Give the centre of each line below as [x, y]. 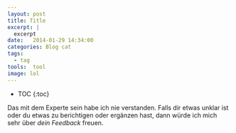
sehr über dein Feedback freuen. [55, 122]
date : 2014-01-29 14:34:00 [50, 41]
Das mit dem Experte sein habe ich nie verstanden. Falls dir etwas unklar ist [118, 107]
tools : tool [27, 67]
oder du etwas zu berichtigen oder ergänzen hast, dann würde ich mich [112, 115]
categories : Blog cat [39, 47]
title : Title [27, 21]
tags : [15, 54]
